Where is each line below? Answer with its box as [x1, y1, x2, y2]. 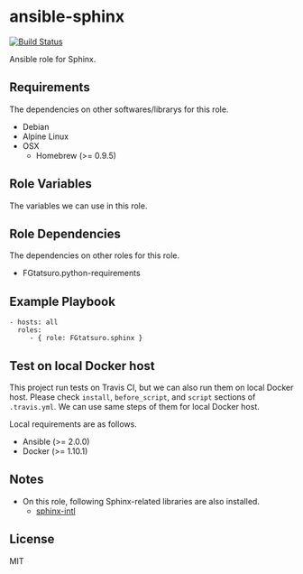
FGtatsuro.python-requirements [22, 268, 142, 279]
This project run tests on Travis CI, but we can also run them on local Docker [9, 382, 294, 393]
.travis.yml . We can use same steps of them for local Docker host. [9, 402, 260, 412]
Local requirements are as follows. [9, 419, 137, 430]
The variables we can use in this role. [9, 200, 148, 211]
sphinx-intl [35, 505, 76, 516]
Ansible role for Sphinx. [9, 53, 96, 64]
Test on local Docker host [9, 358, 155, 374]
